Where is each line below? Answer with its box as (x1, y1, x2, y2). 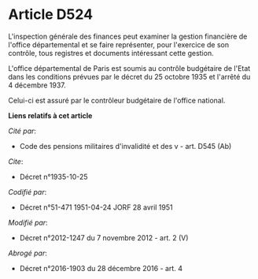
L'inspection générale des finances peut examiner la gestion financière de (8, 32, 248, 41)
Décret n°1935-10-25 (19, 172, 88, 181)
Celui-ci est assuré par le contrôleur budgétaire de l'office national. (8, 95, 226, 105)
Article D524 (8, 6, 93, 24)
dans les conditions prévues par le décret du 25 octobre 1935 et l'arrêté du (8, 72, 251, 81)
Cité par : (8, 126, 37, 136)
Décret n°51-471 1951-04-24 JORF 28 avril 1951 (19, 203, 173, 212)
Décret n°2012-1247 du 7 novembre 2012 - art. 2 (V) (19, 232, 189, 242)
